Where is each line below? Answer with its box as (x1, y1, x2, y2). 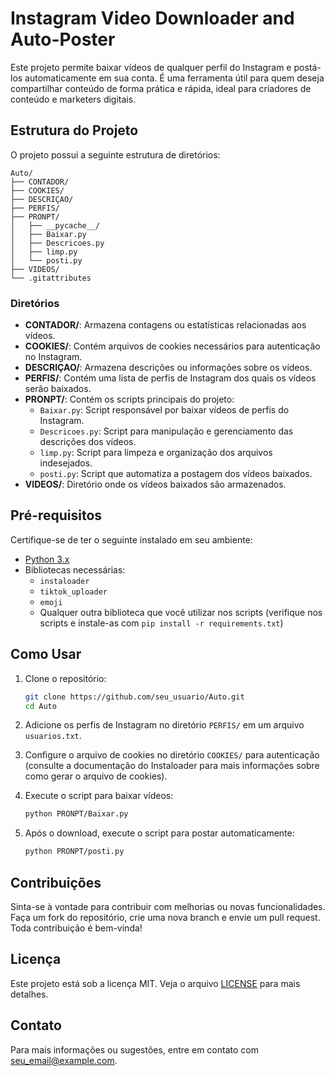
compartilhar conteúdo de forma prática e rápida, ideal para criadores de (10, 82, 312, 94)
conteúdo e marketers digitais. (10, 93, 137, 105)
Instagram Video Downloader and (10, 7, 295, 30)
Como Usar (10, 646, 82, 663)
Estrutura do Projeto (10, 122, 139, 139)
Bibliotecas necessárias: (24, 563, 126, 576)
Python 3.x (24, 553, 70, 565)
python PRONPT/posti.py (24, 847, 125, 857)
